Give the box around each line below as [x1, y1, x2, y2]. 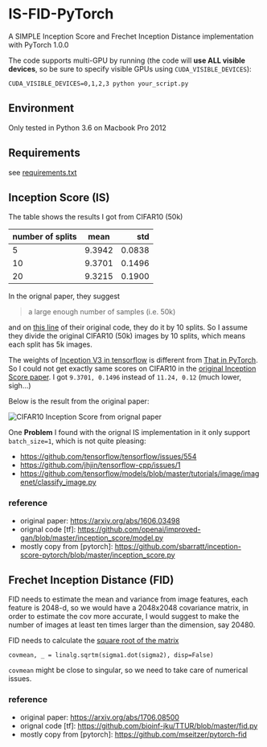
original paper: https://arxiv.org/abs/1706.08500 [19, 712, 179, 722]
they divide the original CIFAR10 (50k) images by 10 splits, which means [8, 331, 246, 341]
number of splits [12, 231, 77, 242]
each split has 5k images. [8, 339, 92, 350]
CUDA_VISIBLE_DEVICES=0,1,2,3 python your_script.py [8, 80, 189, 88]
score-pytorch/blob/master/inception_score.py [19, 550, 175, 560]
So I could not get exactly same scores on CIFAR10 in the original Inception [8, 363, 257, 374]
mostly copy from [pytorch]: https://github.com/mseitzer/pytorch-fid [19, 729, 248, 739]
